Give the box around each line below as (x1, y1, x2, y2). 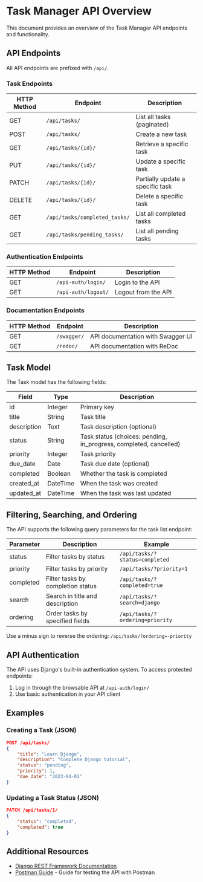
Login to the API (114, 278, 160, 287)
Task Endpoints (6, 79, 53, 88)
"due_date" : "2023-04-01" (17, 774, 83, 780)
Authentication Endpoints (6, 252, 83, 261)
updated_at (9, 489, 41, 498)
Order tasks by (45, 609, 88, 618)
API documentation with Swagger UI (89, 332, 193, 340)
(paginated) (135, 120, 169, 129)
